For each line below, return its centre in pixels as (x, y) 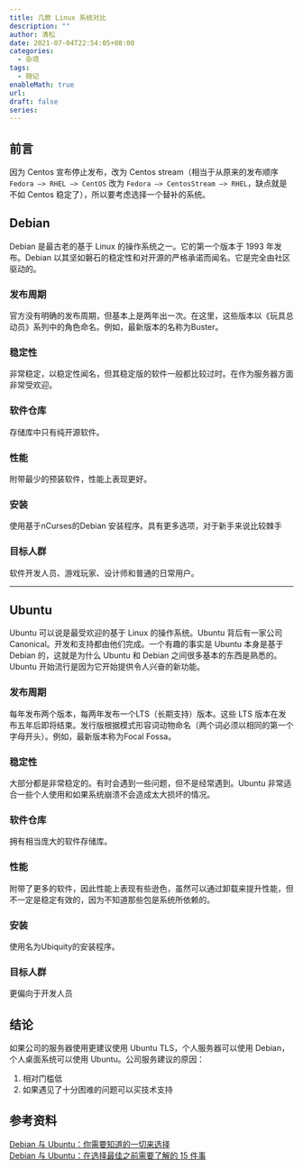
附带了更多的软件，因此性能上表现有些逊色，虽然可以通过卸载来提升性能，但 (151, 888)
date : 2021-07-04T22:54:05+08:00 (72, 43)
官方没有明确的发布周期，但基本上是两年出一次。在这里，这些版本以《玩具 (147, 315)
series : (24, 110)
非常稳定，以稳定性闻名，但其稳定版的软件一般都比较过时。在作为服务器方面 (151, 374)
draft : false (34, 101)
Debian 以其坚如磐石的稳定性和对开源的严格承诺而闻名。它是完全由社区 (158, 257)
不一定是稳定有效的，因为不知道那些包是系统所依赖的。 (112, 900)
